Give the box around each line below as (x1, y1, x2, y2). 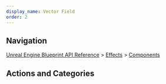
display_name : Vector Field (6, 8, 75, 15)
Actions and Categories (6, 68, 95, 78)
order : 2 (6, 14, 28, 20)
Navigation (6, 36, 47, 46)
